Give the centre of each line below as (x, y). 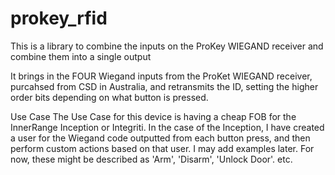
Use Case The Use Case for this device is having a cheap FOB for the (153, 116)
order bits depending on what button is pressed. (109, 97)
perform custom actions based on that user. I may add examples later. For (162, 148)
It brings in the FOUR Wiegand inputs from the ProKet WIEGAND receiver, (161, 76)
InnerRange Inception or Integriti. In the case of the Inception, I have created (167, 127)
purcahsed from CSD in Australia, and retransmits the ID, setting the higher (164, 86)
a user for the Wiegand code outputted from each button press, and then (160, 138)
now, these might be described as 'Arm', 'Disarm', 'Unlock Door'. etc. (151, 159)
